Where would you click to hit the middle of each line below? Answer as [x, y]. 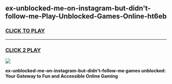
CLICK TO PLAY [25, 31]
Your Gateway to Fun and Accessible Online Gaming [62, 76]
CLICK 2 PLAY [23, 50]
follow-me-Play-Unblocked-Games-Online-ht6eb [86, 17]
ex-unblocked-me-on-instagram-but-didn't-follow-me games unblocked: [86, 70]
